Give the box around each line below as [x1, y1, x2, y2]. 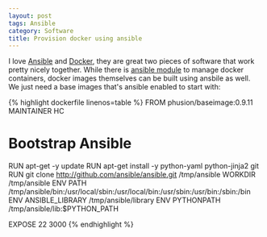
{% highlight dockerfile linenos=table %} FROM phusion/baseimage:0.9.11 [8, 98, 253, 107]
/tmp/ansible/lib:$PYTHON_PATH [8, 204, 119, 214]
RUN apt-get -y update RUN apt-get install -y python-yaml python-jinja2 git [8, 161, 260, 171]
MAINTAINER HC [8, 106, 65, 116]
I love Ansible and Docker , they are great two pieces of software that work [8, 56, 255, 66]
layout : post [8, 11, 52, 20]
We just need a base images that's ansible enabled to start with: [8, 82, 221, 92]
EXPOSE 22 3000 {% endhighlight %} [8, 219, 135, 230]
